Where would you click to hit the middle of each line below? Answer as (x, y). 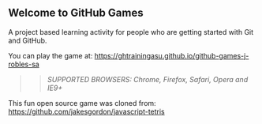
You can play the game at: (51, 55)
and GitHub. (28, 40)
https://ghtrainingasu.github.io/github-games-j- (172, 55)
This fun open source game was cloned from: (82, 103)
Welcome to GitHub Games (76, 13)
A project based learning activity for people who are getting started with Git (131, 32)
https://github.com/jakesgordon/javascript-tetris (87, 111)
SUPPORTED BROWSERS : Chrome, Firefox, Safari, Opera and (148, 79)
